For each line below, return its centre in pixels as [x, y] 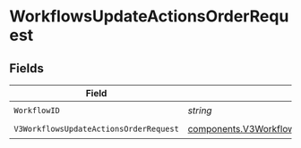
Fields [27, 68]
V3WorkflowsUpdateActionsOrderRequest [96, 128]
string [200, 111]
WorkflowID [37, 110]
